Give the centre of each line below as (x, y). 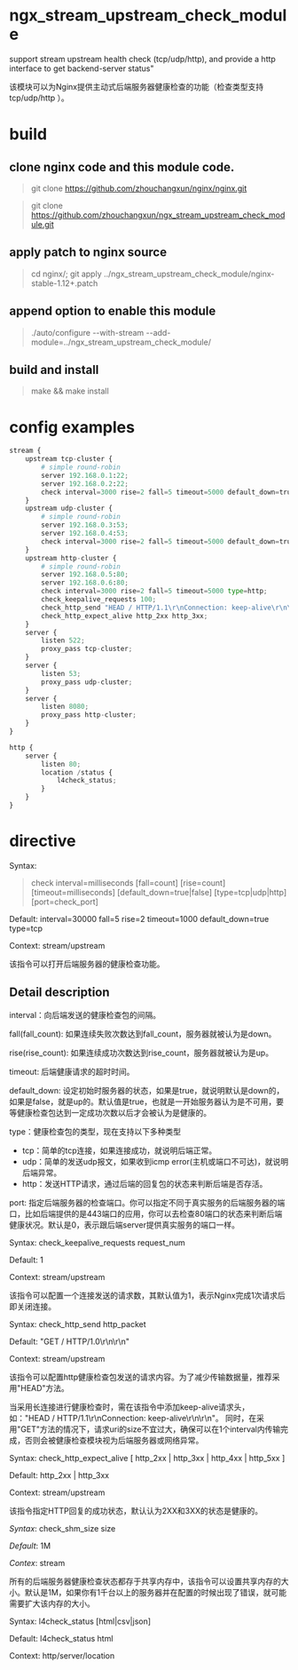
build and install (54, 370)
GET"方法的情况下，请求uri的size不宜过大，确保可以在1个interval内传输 (151, 1429)
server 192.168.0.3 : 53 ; (85, 525)
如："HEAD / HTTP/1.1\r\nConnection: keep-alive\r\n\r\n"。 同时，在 (133, 1418)
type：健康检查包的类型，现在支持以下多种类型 (95, 1131)
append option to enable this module (113, 311)
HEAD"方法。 (45, 1388)
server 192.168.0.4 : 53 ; (85, 534)
